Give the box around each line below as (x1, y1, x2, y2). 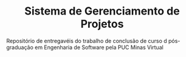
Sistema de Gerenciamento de (24, 4, 181, 18)
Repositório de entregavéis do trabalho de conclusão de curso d (6, 37, 167, 44)
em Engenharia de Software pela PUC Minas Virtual (34, 44, 164, 51)
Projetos (80, 17, 124, 31)
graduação (6, 44, 33, 51)
